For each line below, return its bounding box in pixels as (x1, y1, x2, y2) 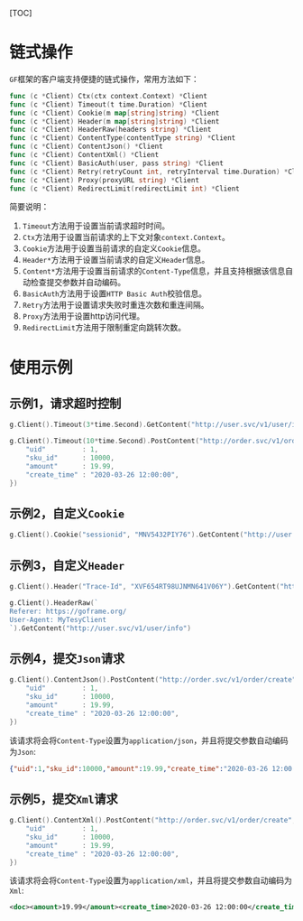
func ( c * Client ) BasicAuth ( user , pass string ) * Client (9, 158, 224, 168)
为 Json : (9, 746, 36, 757)
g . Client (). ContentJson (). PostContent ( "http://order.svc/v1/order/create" (9, 675, 297, 684)
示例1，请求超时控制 (9, 396, 122, 412)
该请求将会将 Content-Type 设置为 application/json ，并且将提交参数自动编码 (9, 735, 289, 746)
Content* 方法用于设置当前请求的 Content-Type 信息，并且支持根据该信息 (22, 265, 286, 276)
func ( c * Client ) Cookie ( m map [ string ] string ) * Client (9, 108, 220, 117)
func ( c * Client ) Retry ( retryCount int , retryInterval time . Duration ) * (9, 167, 289, 176)
